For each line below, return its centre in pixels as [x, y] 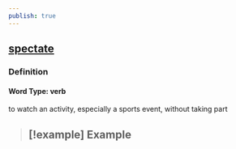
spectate [31, 49]
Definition [28, 71]
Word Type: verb [37, 91]
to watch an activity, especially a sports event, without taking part [118, 109]
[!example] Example [80, 134]
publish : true [32, 16]
